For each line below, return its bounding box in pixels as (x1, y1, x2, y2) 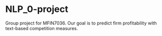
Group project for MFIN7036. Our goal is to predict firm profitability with (5, 20, 157, 26)
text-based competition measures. (5, 25, 78, 31)
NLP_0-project (5, 3, 68, 15)
